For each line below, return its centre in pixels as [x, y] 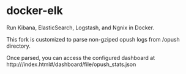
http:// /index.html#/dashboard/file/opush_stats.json [71, 64]
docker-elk [35, 11]
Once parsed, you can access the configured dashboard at [80, 57]
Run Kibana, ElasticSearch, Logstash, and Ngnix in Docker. [80, 28]
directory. [18, 46]
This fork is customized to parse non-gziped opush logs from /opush [93, 39]
